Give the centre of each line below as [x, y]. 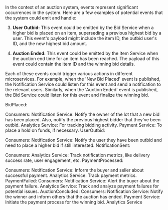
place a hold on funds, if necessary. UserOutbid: [55, 130]
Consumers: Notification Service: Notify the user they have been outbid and [83, 140]
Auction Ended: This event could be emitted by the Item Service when [85, 53]
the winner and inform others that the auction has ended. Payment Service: [83, 197]
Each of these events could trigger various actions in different [69, 74]
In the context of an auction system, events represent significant [72, 7]
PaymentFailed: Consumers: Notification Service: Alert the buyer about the [82, 181]
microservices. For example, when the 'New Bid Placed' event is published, [83, 79]
